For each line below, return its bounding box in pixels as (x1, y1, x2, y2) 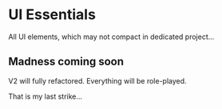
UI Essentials (8, 6, 96, 24)
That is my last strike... (8, 91, 82, 101)
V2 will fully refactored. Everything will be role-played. (8, 76, 187, 85)
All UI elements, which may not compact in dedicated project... (8, 32, 215, 41)
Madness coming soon (8, 55, 125, 68)
